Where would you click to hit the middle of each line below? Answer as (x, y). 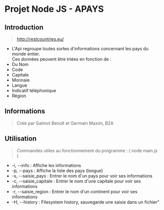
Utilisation (21, 139)
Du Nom (20, 64)
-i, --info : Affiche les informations (46, 165)
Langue (19, 85)
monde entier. (26, 54)
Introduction (24, 27)
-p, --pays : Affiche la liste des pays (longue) (57, 171)
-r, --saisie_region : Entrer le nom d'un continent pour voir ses (74, 191)
